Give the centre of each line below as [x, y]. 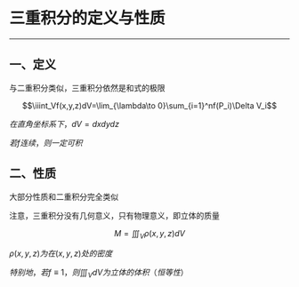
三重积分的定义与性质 [88, 18]
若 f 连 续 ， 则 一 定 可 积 [46, 142]
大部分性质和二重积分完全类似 [64, 196]
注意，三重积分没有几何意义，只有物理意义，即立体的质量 [114, 215]
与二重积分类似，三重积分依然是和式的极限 [87, 88]
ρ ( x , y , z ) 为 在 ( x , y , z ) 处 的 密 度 [61, 253]
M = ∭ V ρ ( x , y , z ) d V [149, 234]
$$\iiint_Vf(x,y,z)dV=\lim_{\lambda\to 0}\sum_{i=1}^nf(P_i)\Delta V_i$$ [149, 105]
